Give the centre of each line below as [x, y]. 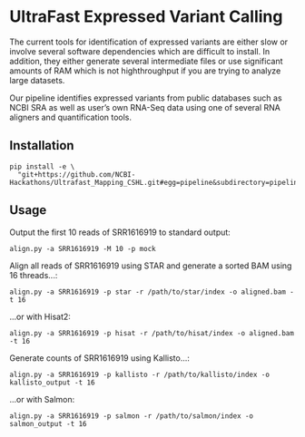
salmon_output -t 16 [49, 423]
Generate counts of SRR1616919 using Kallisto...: [100, 358]
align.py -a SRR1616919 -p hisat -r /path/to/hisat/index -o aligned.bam [152, 333]
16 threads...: [34, 275]
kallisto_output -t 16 [52, 383]
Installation [42, 146]
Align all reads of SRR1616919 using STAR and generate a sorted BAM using [151, 266]
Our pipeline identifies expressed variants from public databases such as [146, 98]
